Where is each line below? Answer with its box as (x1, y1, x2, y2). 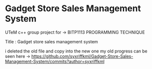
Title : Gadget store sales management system (5, 38, 98, 44)
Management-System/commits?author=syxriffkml (5, 58, 105, 64)
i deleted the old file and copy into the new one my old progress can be (5, 48, 148, 54)
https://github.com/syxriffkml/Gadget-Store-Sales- (31, 53, 134, 59)
